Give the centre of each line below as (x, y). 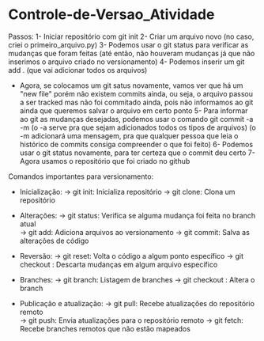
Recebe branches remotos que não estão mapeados (105, 328)
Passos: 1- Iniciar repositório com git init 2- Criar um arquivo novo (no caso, (131, 36)
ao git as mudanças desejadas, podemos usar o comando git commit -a (136, 119)
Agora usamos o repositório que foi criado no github (105, 161)
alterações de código (54, 241)
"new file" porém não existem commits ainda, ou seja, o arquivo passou (136, 93)
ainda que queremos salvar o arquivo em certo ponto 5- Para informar (134, 110)
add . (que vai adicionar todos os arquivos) (78, 70)
